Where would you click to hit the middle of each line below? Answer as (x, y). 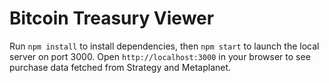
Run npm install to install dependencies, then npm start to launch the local (164, 46)
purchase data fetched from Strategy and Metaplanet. (120, 67)
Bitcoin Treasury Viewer (112, 18)
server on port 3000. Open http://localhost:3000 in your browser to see (160, 56)
